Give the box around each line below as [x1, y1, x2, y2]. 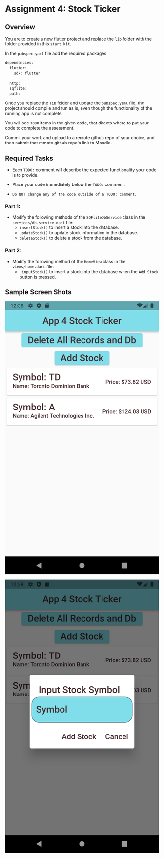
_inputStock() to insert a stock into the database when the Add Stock [19, 268, 159, 274]
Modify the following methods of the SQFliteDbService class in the [12, 214, 145, 220]
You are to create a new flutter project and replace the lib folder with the [5, 36, 152, 41]
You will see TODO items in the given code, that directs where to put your [5, 120, 149, 126]
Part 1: [5, 203, 20, 210]
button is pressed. [19, 274, 56, 280]
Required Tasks [5, 154, 54, 162]
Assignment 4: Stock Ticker [5, 3, 121, 15]
